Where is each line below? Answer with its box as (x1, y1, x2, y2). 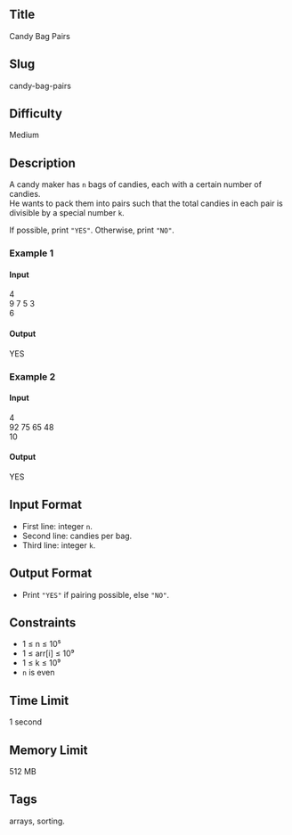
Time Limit (9, 692, 69, 708)
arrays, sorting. (9, 815, 65, 826)
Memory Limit (9, 742, 88, 757)
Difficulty (9, 106, 62, 121)
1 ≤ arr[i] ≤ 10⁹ (21, 648, 75, 659)
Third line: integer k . (21, 539, 96, 551)
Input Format (9, 497, 83, 512)
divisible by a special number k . (9, 208, 125, 218)
